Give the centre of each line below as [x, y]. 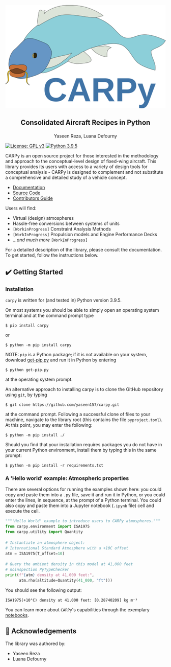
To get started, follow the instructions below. [52, 255]
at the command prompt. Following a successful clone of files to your [78, 414]
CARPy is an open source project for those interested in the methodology [82, 156]
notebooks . [17, 615]
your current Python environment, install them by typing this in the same [81, 450]
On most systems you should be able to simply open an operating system [82, 310]
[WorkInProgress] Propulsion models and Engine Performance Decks [85, 235]
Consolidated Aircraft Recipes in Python [85, 123]
